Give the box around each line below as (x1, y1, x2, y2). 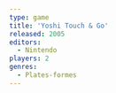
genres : (9, 63, 38, 72)
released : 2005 (9, 29, 66, 38)
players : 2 (9, 54, 50, 63)
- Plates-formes (17, 71, 77, 80)
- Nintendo (17, 46, 58, 55)
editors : (9, 37, 42, 47)
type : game (9, 12, 50, 22)
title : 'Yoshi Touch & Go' (9, 21, 109, 30)
